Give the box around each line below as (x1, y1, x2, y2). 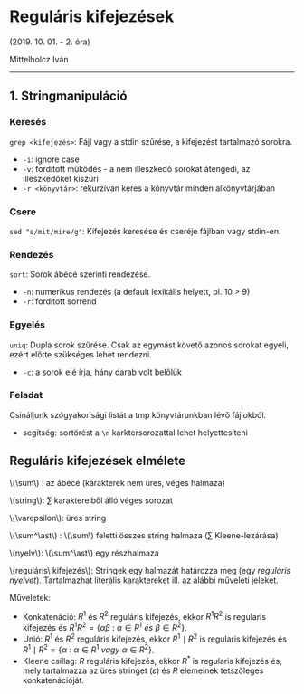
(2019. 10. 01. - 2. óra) (9, 36, 90, 47)
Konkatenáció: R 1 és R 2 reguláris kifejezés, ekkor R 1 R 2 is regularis (22, 609, 267, 622)
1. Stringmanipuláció (9, 89, 128, 104)
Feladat (9, 389, 43, 402)
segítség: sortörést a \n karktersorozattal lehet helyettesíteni (22, 427, 249, 438)
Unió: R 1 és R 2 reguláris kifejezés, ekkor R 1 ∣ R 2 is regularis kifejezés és (22, 632, 288, 644)
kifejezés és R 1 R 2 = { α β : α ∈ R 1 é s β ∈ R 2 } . (22, 621, 187, 632)
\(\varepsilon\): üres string (9, 512, 107, 523)
